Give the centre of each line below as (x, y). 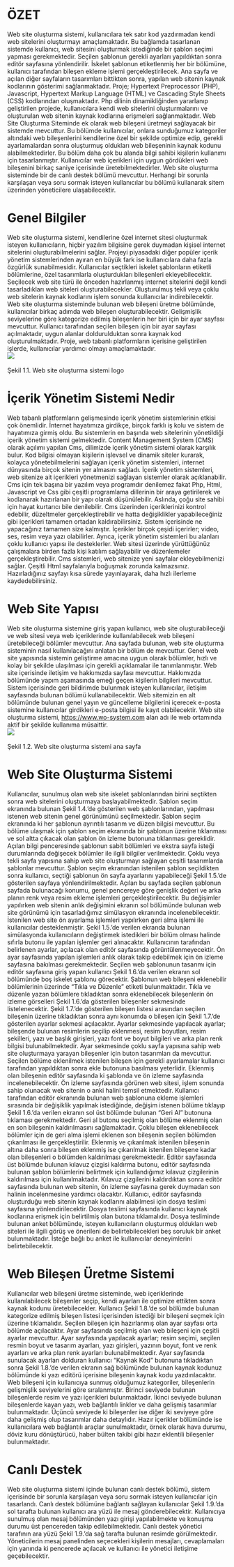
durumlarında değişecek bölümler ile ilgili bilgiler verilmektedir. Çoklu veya (114, 853)
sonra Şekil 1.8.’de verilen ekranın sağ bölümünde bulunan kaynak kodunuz (115, 1368)
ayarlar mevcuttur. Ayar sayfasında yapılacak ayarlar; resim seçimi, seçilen (114, 1338)
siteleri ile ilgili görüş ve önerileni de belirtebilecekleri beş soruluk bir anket (114, 1231)
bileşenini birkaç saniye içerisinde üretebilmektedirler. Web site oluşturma (113, 167)
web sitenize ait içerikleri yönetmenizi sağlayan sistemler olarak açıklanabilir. (117, 477)
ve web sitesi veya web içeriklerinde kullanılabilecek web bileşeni (101, 635)
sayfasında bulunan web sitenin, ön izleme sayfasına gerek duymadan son (114, 1186)
